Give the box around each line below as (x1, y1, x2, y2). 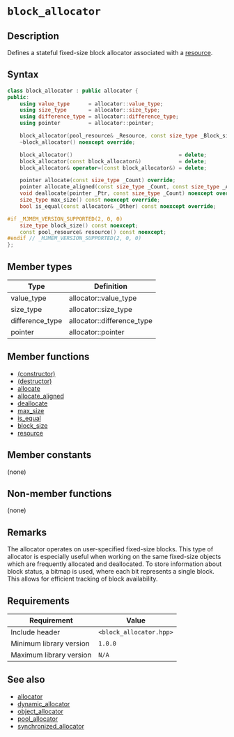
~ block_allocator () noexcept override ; (19, 138, 136, 146)
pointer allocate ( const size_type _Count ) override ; (19, 177, 176, 184)
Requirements (7, 595, 70, 606)
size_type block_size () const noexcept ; (19, 222, 139, 229)
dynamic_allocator (17, 699, 70, 708)
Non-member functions (7, 488, 112, 500)
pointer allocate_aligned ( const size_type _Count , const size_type (19, 184, 219, 191)
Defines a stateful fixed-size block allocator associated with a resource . (7, 49, 213, 57)
